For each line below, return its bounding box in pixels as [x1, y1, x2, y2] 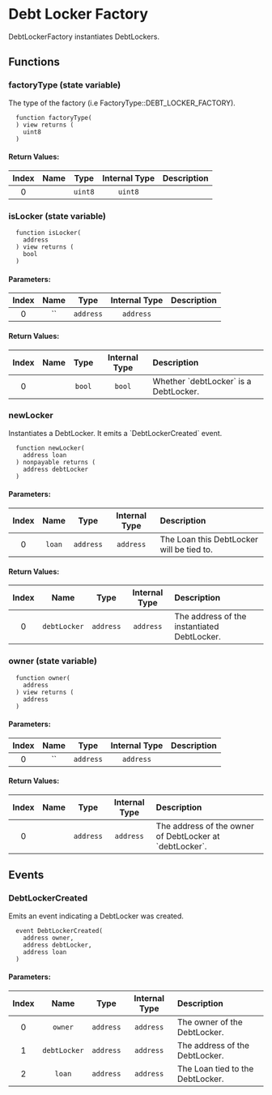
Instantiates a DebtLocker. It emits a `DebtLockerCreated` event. [8, 428, 223, 438]
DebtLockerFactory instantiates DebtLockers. [8, 32, 160, 41]
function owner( [15, 674, 70, 682]
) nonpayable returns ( [15, 458, 96, 466]
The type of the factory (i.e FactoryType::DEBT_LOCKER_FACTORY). [8, 98, 236, 108]
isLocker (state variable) [8, 210, 107, 221]
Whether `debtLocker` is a [152, 375, 252, 387]
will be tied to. [159, 544, 213, 555]
